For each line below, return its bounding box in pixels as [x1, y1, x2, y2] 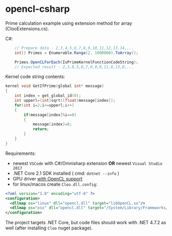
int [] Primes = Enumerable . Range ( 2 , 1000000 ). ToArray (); [14, 50, 139, 56]
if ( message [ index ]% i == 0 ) [24, 112, 77, 117]
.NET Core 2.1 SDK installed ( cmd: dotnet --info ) [12, 170, 119, 176]
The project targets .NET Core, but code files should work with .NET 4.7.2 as [5, 220, 166, 226]
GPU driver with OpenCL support [12, 175, 83, 181]
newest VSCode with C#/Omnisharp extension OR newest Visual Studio [12, 160, 163, 166]
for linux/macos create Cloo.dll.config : [12, 181, 98, 187]
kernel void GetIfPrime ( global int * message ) [5, 83, 104, 89]
